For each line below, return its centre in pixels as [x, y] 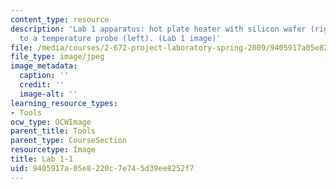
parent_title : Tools [53, 131]
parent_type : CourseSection [69, 141]
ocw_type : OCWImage [51, 122]
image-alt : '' [48, 94]
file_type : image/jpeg [57, 57]
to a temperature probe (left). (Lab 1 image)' [120, 38]
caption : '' [44, 76]
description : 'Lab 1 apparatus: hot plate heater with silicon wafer [158, 29]
